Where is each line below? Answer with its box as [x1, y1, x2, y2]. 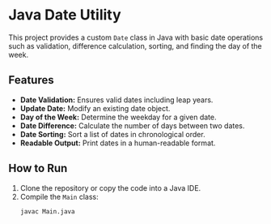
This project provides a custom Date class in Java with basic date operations [8, 32, 264, 42]
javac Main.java [19, 207, 75, 216]
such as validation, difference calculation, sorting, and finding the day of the [8, 41, 263, 50]
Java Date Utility [8, 6, 121, 24]
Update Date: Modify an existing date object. [19, 103, 171, 113]
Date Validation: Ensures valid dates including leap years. [19, 95, 214, 105]
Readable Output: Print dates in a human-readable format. [19, 138, 216, 148]
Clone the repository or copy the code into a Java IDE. [19, 183, 201, 192]
